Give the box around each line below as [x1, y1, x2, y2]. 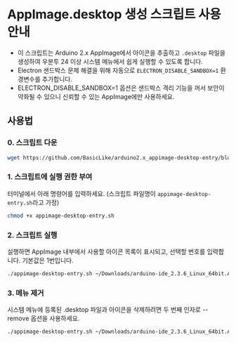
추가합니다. [41, 74, 72, 83]
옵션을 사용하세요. [30, 314, 80, 323]
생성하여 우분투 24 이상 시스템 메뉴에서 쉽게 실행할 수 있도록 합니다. [17, 57, 204, 65]
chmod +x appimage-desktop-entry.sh [7, 212, 114, 219]
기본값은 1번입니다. [22, 256, 74, 264]
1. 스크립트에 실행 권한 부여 [7, 172, 93, 182]
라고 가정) [32, 198, 60, 206]
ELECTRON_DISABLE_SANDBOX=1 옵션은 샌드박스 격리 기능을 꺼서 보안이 [17, 84, 225, 92]
